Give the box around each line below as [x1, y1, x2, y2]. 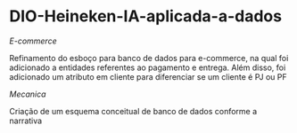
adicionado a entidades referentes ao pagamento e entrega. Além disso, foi [9, 62, 286, 73]
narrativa [9, 115, 43, 126]
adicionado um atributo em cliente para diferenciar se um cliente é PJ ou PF [9, 71, 287, 82]
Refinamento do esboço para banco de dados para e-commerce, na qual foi [9, 52, 289, 63]
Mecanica [9, 89, 46, 99]
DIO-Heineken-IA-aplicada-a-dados [9, 6, 283, 27]
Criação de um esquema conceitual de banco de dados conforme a [9, 106, 258, 116]
